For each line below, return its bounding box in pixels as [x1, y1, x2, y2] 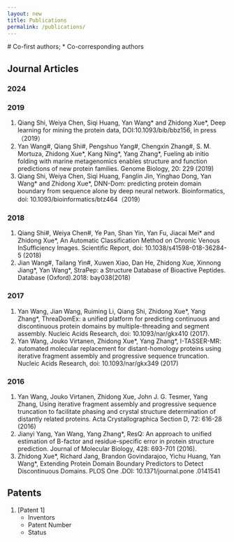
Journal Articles [7, 62, 79, 74]
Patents [7, 487, 42, 499]
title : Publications [7, 17, 68, 24]
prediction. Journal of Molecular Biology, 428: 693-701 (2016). [17, 444, 197, 452]
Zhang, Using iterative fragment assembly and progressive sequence [17, 400, 217, 408]
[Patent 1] [17, 506, 45, 514]
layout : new [7, 10, 42, 18]
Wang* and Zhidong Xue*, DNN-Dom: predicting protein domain [17, 179, 202, 188]
